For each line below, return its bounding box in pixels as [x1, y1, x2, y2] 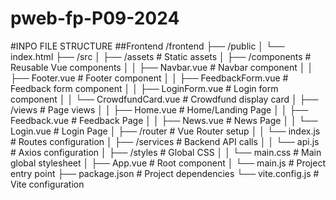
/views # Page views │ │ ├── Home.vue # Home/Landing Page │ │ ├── [10, 103, 309, 116]
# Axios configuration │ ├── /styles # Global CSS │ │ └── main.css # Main [10, 146, 322, 158]
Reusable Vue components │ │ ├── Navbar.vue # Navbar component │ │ [10, 61, 314, 73]
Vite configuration [10, 178, 85, 190]
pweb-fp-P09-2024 [10, 7, 180, 30]
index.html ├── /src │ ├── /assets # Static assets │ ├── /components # [10, 50, 312, 62]
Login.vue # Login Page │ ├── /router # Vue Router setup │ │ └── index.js [10, 125, 321, 137]
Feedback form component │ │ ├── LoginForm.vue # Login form [10, 82, 279, 94]
